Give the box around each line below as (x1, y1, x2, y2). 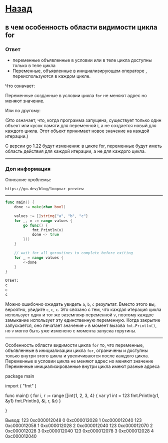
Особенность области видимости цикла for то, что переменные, (5, 342, 144, 348)
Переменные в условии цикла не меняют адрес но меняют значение (5, 358, 153, 364)
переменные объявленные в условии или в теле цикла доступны (12, 57, 152, 63)
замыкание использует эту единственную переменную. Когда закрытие (5, 317, 161, 323)
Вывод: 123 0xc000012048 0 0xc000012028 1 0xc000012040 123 (5, 417, 142, 423)
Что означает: (5, 83, 35, 89)
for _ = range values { (14, 255, 64, 260)
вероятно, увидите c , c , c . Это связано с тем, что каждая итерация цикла (5, 306, 161, 312)
